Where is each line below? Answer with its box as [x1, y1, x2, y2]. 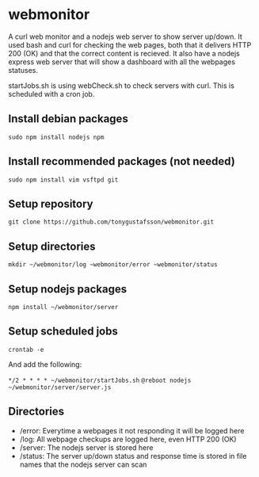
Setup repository [8, 197, 93, 211]
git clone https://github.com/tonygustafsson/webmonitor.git [8, 218, 215, 227]
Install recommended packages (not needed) [8, 155, 235, 168]
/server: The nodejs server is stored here [19, 442, 154, 452]
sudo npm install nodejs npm [8, 133, 105, 141]
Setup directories [8, 239, 97, 253]
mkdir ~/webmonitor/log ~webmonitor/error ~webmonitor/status [8, 261, 218, 269]
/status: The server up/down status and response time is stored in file [19, 451, 247, 460]
